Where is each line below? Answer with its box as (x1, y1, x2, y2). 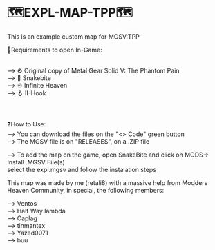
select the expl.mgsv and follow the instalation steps (7, 165, 157, 173)
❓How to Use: (7, 119, 46, 128)
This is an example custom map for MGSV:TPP (7, 32, 140, 41)
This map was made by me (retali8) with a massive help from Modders (7, 178, 208, 186)
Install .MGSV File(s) (7, 157, 66, 166)
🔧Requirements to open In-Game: (7, 46, 102, 54)
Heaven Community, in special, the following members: (7, 186, 165, 194)
